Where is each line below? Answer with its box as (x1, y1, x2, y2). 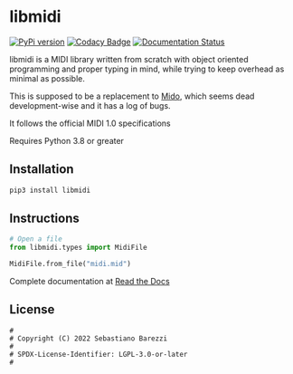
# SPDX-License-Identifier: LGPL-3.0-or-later (9, 350, 188, 359)
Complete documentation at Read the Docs (9, 276, 170, 287)
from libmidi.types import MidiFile (9, 243, 147, 253)
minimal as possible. (9, 72, 86, 83)
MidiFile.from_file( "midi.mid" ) (9, 260, 131, 269)
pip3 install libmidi (9, 186, 91, 195)
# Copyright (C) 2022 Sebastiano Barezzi (9, 333, 168, 343)
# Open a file (9, 235, 63, 244)
